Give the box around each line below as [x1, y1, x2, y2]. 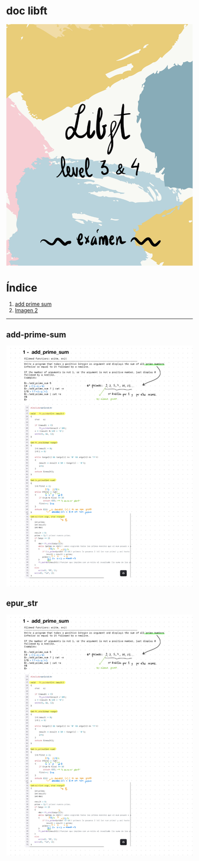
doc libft [6, 4, 48, 18]
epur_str [6, 598, 38, 609]
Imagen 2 [14, 307, 38, 314]
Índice [6, 281, 37, 295]
